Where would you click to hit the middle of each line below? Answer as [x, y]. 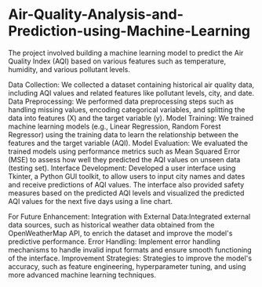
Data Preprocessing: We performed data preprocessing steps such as [121, 101]
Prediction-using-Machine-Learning [129, 31]
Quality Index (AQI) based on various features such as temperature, [117, 61]
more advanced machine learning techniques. [82, 274]
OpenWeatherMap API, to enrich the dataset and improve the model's [120, 233]
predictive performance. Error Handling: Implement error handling [115, 242]
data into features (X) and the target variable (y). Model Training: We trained [131, 118]
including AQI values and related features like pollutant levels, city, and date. [131, 93]
